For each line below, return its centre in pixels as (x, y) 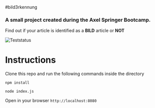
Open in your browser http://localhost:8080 (51, 101)
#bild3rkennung (21, 7)
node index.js (20, 91)
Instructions (31, 60)
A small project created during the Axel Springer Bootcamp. (78, 20)
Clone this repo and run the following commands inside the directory (75, 74)
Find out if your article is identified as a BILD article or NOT (65, 31)
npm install (17, 83)
